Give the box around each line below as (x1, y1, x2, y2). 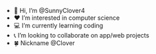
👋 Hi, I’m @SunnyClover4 (13, 7, 85, 14)
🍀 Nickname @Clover (13, 39, 76, 47)
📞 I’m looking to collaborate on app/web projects (13, 31, 150, 39)
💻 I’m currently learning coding (13, 21, 104, 29)
